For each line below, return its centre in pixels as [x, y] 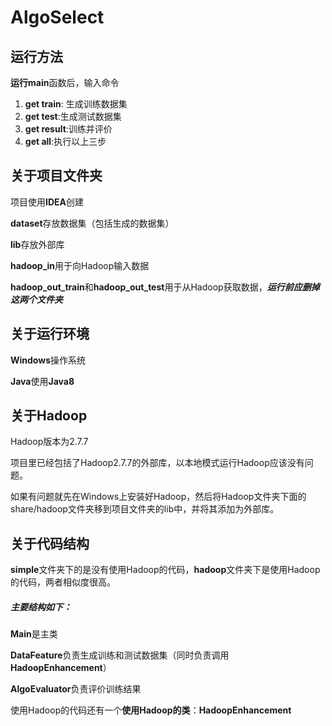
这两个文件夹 [36, 299]
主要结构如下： [41, 607]
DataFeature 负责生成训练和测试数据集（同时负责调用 [120, 655]
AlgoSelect [57, 17]
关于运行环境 [50, 334]
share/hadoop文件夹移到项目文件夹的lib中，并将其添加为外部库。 [145, 509]
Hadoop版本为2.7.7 [49, 442]
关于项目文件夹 [56, 176]
